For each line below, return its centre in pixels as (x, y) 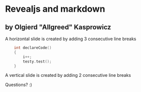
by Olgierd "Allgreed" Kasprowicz (58, 27)
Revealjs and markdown (55, 9)
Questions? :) (18, 85)
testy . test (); (37, 61)
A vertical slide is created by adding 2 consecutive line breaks (68, 75)
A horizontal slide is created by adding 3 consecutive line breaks (71, 39)
